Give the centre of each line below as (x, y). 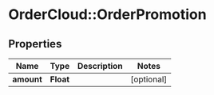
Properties (35, 44)
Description (100, 66)
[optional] (149, 79)
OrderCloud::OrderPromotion (107, 15)
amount (27, 79)
